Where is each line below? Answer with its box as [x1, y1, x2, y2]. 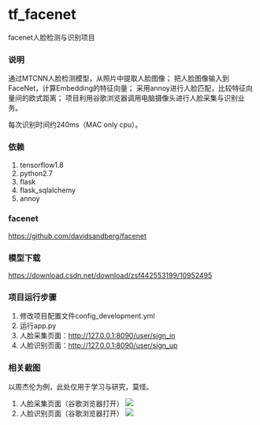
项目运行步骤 [8, 292, 58, 303]
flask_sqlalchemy [19, 185, 76, 195]
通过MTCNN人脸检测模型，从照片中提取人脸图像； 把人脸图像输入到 [8, 73, 230, 84]
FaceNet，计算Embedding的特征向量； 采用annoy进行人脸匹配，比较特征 [8, 84, 247, 93]
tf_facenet [8, 6, 76, 24]
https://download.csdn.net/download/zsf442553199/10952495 [8, 270, 213, 281]
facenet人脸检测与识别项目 [8, 32, 95, 42]
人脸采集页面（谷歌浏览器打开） [19, 398, 124, 408]
